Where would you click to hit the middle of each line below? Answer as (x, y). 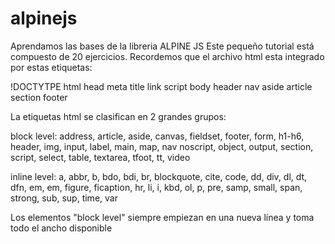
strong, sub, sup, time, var (64, 198)
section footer (39, 97)
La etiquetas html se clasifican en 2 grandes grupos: (118, 116)
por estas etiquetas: (51, 67)
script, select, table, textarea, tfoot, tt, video (100, 157)
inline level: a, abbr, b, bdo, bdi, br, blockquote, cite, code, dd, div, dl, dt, (159, 176)
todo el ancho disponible (61, 228)
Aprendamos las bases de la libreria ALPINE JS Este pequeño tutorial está (162, 46)
